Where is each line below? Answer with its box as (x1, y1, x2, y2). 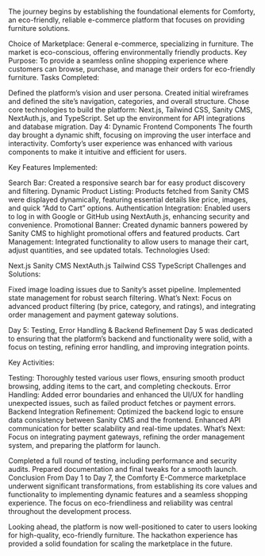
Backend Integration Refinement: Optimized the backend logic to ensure (8, 407, 244, 416)
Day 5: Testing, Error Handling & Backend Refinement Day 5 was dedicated (8, 326, 254, 334)
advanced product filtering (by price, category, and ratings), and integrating (8, 302, 256, 311)
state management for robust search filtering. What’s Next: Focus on (8, 293, 232, 303)
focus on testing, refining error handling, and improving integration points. (8, 342, 250, 352)
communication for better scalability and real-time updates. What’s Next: (8, 424, 246, 433)
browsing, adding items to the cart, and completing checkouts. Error (8, 381, 232, 391)
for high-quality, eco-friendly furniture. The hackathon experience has (8, 531, 238, 539)
